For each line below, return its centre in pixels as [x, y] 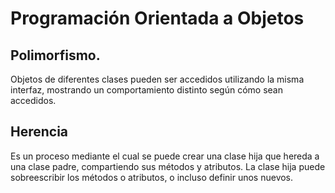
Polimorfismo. [55, 55]
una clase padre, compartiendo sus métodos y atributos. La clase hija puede [168, 166]
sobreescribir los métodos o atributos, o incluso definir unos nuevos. [152, 177]
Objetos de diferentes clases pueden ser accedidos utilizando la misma [157, 79]
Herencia [39, 132]
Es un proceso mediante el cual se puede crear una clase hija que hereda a [165, 156]
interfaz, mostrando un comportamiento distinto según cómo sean [146, 90]
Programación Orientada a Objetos [157, 18]
